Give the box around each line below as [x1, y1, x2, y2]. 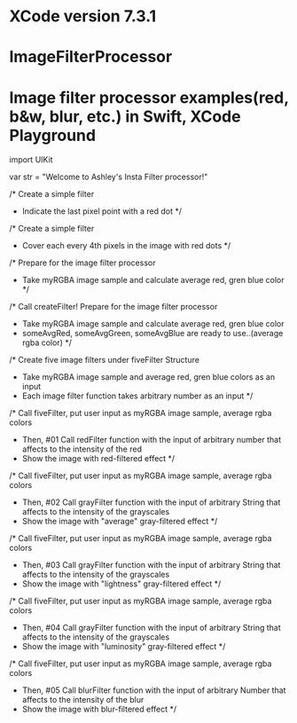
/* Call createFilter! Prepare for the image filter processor [9, 302, 218, 312]
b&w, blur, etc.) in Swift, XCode [9, 106, 241, 126]
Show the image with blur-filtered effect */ [21, 703, 177, 715]
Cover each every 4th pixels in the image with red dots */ [21, 240, 231, 251]
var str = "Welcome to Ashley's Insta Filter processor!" [9, 171, 208, 183]
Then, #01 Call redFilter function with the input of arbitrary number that [21, 435, 282, 445]
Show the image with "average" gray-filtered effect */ [21, 516, 218, 527]
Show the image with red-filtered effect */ [21, 453, 176, 464]
